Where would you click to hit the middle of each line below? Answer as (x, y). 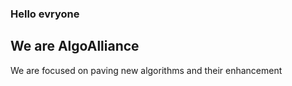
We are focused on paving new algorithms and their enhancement (146, 70)
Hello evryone (45, 14)
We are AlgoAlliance (75, 46)
